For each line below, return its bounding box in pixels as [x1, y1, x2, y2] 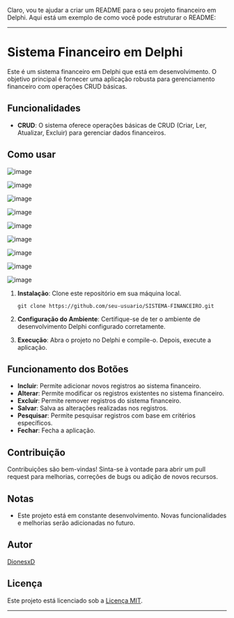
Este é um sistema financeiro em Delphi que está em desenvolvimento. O [7, 67, 217, 75]
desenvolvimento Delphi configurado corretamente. [17, 322, 166, 330]
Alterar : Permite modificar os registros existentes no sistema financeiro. [17, 389, 225, 397]
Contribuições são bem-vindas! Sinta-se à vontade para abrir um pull [7, 465, 206, 473]
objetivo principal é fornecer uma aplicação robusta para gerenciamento [7, 75, 215, 83]
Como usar [7, 149, 56, 161]
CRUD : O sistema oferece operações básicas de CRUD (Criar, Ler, [17, 121, 207, 129]
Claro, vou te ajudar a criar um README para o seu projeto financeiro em [7, 6, 217, 14]
